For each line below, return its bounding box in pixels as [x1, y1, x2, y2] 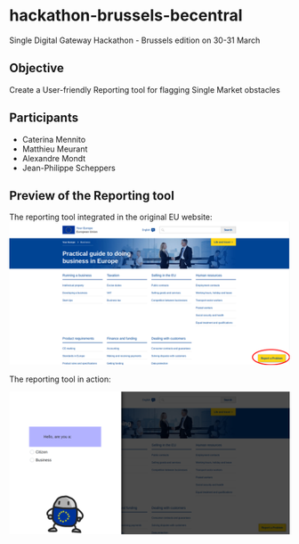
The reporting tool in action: [9, 374, 111, 384]
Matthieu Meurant [21, 144, 88, 154]
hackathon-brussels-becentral [9, 5, 243, 26]
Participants [9, 111, 78, 126]
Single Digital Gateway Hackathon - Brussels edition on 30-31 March [9, 35, 261, 45]
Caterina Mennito [21, 134, 86, 144]
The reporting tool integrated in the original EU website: [9, 211, 213, 223]
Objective [9, 61, 65, 76]
